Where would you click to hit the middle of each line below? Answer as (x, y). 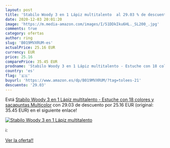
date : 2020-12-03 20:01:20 (34, 19)
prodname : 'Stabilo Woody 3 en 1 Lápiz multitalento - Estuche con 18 (81, 66)
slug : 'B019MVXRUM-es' (29, 43)
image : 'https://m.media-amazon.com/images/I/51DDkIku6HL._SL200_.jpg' (82, 24)
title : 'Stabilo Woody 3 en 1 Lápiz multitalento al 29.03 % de (75, 15)
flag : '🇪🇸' (18, 76)
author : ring (19, 38)
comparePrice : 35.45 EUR (31, 62)
